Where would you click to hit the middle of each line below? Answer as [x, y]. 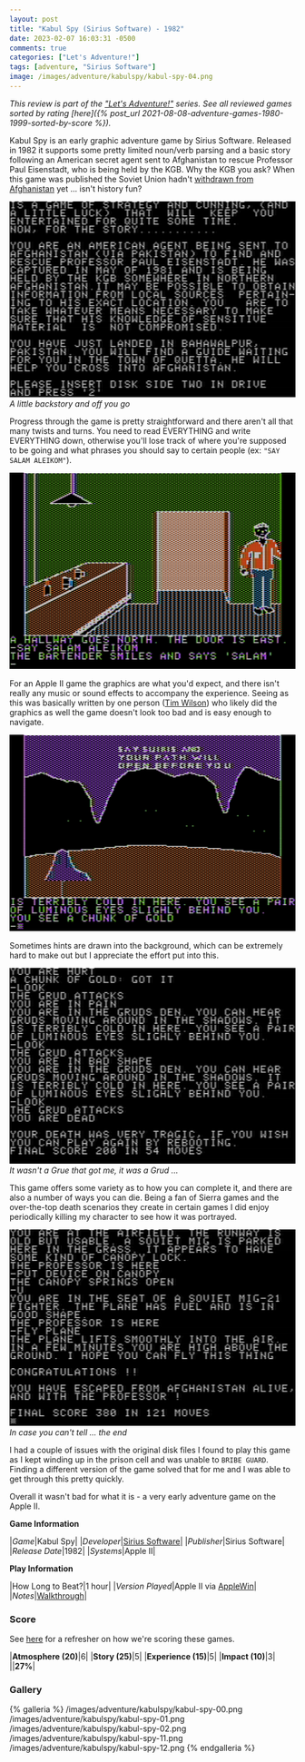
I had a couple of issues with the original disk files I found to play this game [150, 1450]
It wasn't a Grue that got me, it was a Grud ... [94, 1170]
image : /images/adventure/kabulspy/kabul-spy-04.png [111, 77]
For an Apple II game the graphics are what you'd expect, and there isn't [144, 684]
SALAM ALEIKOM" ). [41, 460]
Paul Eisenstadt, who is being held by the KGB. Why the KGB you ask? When [152, 169]
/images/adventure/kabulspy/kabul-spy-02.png [98, 1728]
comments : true [38, 48]
